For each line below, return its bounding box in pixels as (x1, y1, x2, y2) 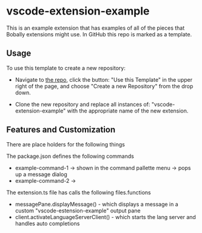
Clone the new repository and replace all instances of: (15, 100, 150, 108)
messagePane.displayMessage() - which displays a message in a (15, 200, 179, 208)
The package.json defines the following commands (6, 153, 135, 160)
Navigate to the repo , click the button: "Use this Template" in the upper (15, 76, 193, 83)
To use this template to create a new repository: (6, 64, 126, 71)
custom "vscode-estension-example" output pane (15, 207, 141, 214)
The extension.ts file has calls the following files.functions (6, 189, 151, 196)
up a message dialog (15, 171, 68, 178)
